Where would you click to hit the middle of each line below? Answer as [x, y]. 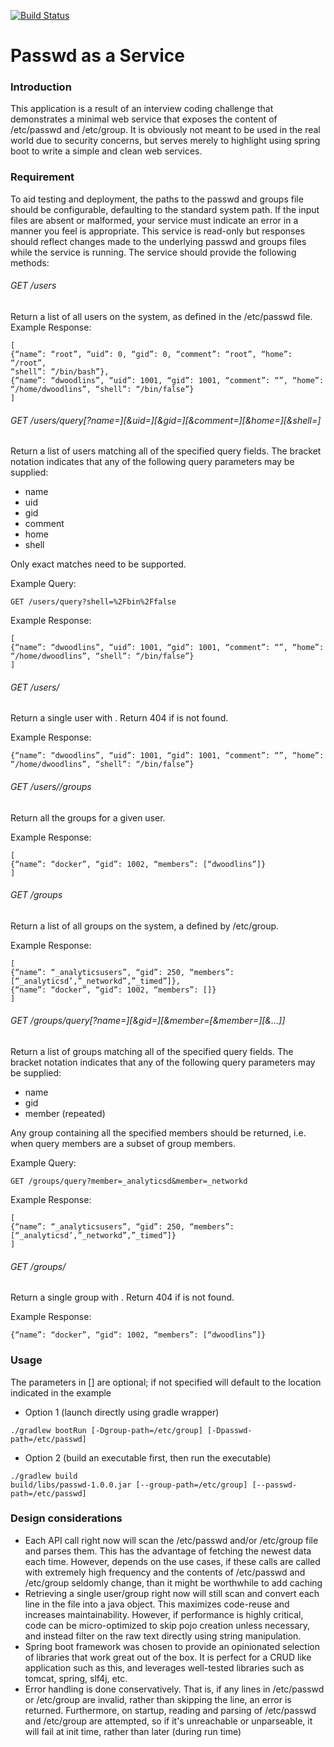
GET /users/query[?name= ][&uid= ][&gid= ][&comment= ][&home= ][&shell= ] [166, 420]
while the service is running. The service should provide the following [153, 252]
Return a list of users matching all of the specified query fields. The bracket [166, 451]
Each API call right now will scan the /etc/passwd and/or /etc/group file [171, 1540]
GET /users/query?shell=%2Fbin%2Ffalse [93, 602]
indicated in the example [61, 1392]
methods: [30, 262]
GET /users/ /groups [51, 786]
